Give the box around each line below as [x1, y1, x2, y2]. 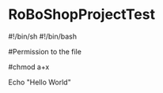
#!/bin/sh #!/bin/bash [8, 32, 78, 41]
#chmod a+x [8, 61, 50, 72]
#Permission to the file [8, 46, 81, 56]
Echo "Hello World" [8, 77, 71, 87]
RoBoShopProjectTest [8, 6, 156, 24]
